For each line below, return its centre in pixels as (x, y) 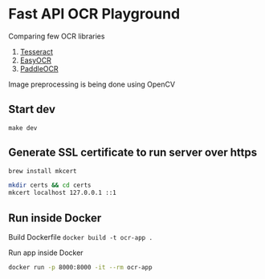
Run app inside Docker (46, 253)
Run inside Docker (55, 218)
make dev (23, 128)
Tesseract (37, 51)
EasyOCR (36, 60)
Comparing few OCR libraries (57, 36)
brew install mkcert (43, 171)
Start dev (32, 109)
